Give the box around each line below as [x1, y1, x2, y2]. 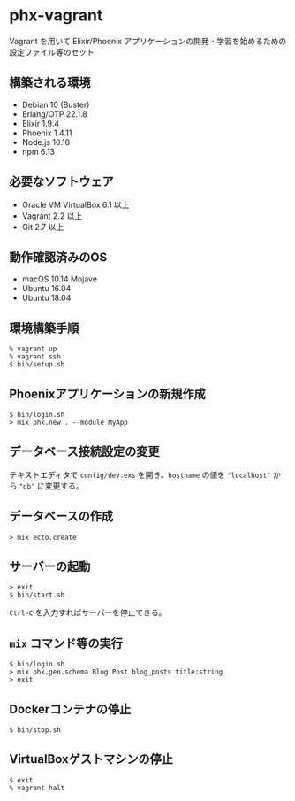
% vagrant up [9, 344, 57, 354]
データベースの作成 [9, 509, 113, 524]
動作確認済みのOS [9, 250, 108, 265]
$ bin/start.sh [9, 590, 65, 600]
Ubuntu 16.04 [21, 283, 72, 294]
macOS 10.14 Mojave [21, 273, 98, 284]
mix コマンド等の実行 [9, 635, 124, 651]
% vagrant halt [9, 783, 65, 792]
